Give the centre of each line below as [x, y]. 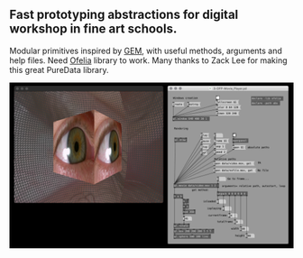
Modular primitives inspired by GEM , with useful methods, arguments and [146, 51]
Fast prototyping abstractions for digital [124, 15]
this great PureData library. [59, 69]
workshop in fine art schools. [93, 29]
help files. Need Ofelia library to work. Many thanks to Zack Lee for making [148, 60]
